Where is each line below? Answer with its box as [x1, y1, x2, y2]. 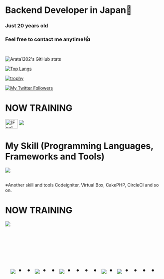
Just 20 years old [5, 22, 48, 29]
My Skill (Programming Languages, [5, 140, 154, 152]
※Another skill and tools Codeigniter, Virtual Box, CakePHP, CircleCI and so [5, 182, 159, 188]
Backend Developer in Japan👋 [5, 4, 132, 16]
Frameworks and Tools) [5, 151, 105, 162]
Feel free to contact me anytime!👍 [5, 36, 91, 43]
